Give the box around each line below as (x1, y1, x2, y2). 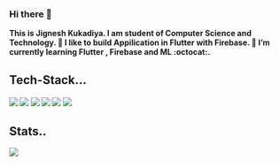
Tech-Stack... (9, 72, 87, 87)
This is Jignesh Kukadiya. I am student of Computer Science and (9, 28, 252, 39)
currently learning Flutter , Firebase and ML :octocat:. (9, 47, 211, 57)
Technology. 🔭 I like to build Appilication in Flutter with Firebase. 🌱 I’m (9, 37, 270, 48)
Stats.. (9, 124, 47, 139)
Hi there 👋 (9, 8, 53, 20)
